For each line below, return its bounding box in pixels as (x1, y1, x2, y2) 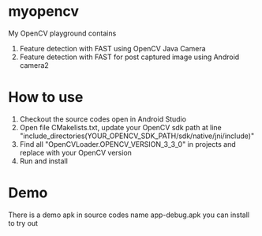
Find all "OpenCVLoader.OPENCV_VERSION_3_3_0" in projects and (19, 139, 236, 148)
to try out (8, 218, 38, 227)
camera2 (19, 60, 49, 69)
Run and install (19, 156, 69, 166)
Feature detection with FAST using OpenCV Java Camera (19, 43, 207, 53)
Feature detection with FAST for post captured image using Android (19, 52, 240, 62)
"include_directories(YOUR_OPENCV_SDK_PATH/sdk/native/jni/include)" (19, 131, 255, 140)
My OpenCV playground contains (8, 28, 117, 38)
